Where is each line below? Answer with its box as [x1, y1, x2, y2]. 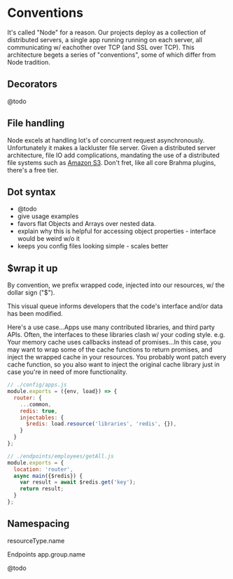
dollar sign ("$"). [7, 288, 55, 297]
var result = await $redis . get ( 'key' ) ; [20, 479, 136, 486]
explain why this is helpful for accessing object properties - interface [17, 227, 216, 236]
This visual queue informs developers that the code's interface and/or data [7, 302, 223, 310]
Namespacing [7, 518, 70, 530]
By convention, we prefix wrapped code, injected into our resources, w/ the [7, 281, 225, 289]
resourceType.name [7, 536, 65, 545]
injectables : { [20, 414, 64, 421]
